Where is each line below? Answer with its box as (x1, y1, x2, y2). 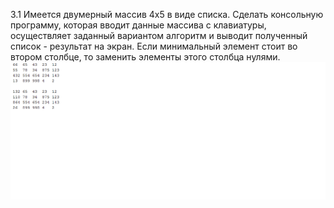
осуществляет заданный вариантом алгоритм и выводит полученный (10, 30, 308, 41)
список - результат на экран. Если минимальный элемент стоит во (10, 40, 298, 52)
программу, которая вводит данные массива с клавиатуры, (10, 19, 267, 31)
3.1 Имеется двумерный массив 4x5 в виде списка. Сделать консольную (10, 9, 324, 20)
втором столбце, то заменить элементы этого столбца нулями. (10, 51, 281, 63)
